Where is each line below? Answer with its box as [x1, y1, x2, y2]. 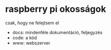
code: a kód [12, 35, 37, 41]
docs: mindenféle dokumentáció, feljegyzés [12, 29, 102, 35]
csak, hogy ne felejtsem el [5, 20, 59, 26]
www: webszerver [12, 40, 50, 46]
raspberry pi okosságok [5, 3, 106, 15]
